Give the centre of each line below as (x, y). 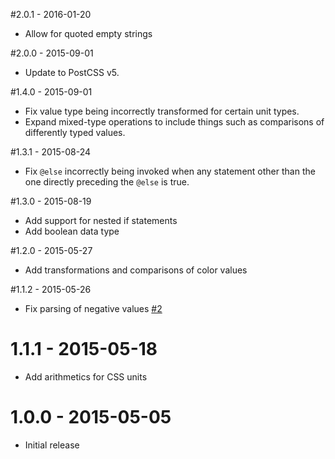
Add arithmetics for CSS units (86, 376)
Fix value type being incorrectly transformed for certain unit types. (162, 111)
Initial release (52, 445)
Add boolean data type (72, 231)
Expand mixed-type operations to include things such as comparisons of (174, 122)
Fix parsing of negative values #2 (93, 308)
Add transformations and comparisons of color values (136, 270)
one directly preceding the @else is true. (107, 182)
